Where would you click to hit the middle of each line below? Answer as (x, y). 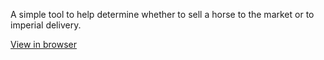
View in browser (43, 44)
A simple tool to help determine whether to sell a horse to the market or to (162, 14)
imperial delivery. (46, 25)
